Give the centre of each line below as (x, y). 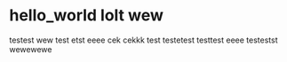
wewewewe (31, 49)
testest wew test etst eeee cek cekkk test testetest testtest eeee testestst (143, 40)
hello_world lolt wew (87, 15)
